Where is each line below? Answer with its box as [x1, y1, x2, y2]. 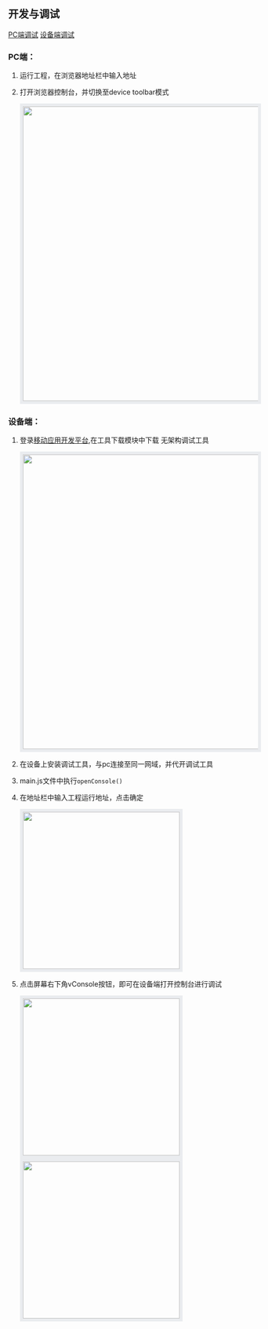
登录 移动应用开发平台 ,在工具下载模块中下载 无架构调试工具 [19, 435, 209, 445]
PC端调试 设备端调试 [8, 30, 75, 39]
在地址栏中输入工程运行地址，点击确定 [19, 793, 143, 803]
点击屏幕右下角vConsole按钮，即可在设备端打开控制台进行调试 [19, 979, 222, 989]
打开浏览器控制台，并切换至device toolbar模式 [19, 87, 170, 97]
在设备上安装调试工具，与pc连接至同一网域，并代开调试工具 [19, 760, 214, 769]
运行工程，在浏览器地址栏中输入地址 [19, 71, 137, 80]
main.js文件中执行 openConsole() [19, 776, 123, 785]
